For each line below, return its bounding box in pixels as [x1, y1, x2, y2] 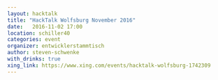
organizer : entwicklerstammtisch [7, 42, 105, 49]
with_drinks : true [7, 56, 61, 63]
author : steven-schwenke [7, 49, 80, 56]
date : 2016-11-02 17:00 [7, 23, 82, 30]
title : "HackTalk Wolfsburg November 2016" [7, 17, 136, 24]
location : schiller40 [7, 29, 71, 37]
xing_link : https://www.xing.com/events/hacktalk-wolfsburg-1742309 [7, 62, 211, 69]
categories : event [7, 36, 61, 43]
